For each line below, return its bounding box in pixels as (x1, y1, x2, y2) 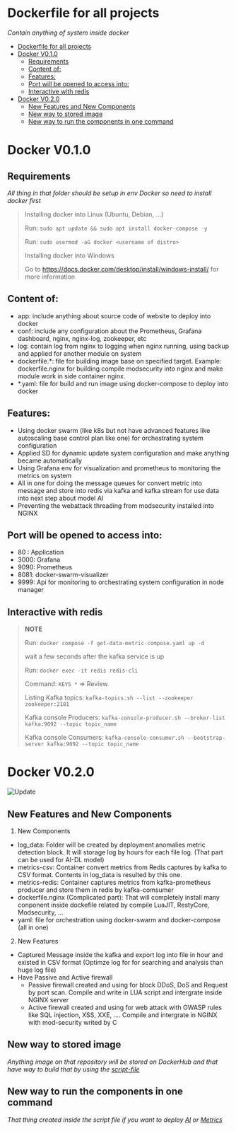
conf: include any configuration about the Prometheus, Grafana (17, 327, 202, 335)
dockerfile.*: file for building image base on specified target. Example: (17, 356, 222, 365)
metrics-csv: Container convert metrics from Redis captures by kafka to (17, 863, 228, 871)
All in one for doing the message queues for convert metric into (17, 479, 203, 487)
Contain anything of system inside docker (7, 28, 129, 37)
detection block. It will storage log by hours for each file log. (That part (17, 847, 224, 857)
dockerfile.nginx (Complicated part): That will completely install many (17, 893, 220, 901)
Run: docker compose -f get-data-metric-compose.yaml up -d (24, 639, 205, 647)
